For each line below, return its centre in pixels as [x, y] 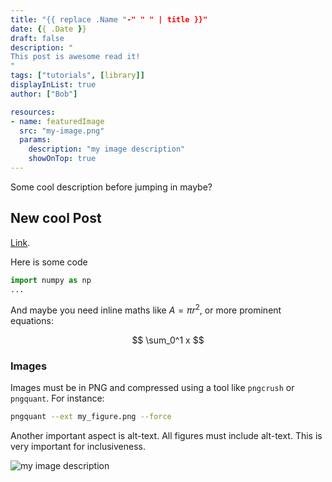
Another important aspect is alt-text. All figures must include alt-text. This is [166, 436]
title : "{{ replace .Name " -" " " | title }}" [109, 19]
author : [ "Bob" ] [44, 94]
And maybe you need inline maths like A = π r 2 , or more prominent [146, 309]
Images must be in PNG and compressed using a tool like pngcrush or [152, 388]
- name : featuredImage [57, 121]
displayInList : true [53, 85]
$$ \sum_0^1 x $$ [168, 340]
